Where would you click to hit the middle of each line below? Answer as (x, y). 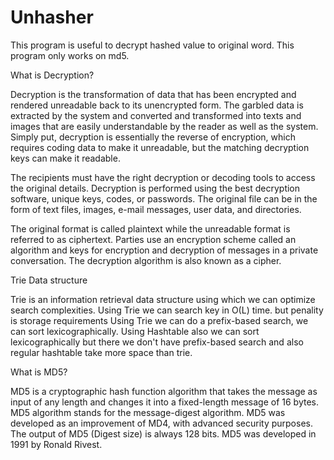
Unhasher (52, 17)
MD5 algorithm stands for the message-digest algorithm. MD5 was (148, 412)
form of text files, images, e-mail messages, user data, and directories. (156, 209)
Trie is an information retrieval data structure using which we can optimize (163, 299)
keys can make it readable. (65, 158)
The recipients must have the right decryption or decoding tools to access (163, 177)
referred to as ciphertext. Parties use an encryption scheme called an (153, 239)
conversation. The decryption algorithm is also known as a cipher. (146, 260)
